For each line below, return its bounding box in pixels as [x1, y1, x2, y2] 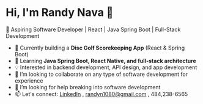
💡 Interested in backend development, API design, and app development [14, 64, 197, 71]
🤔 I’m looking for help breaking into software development [14, 83, 161, 91]
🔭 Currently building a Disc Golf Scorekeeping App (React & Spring [14, 44, 185, 51]
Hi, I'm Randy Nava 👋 [6, 6, 114, 20]
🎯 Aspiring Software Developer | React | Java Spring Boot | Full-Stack [6, 26, 181, 33]
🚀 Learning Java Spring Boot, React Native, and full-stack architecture [14, 57, 196, 64]
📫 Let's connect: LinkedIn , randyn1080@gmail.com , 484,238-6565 [14, 90, 188, 97]
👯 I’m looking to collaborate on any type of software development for [14, 70, 188, 78]
